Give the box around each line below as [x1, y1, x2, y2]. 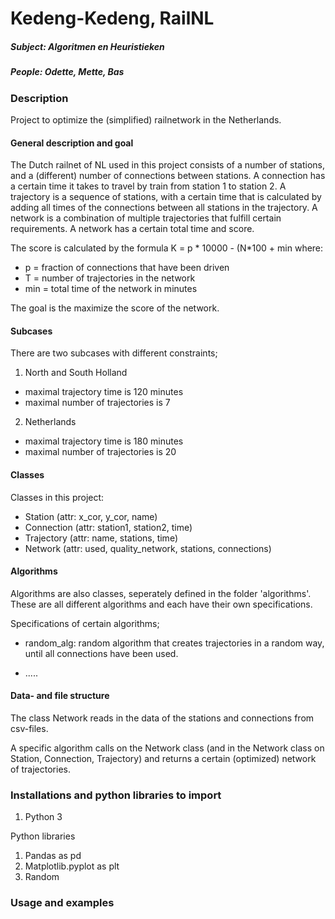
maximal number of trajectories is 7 [24, 397, 171, 409]
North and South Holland [24, 367, 128, 379]
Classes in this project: [10, 491, 105, 503]
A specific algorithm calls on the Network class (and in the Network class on [10, 742, 325, 754]
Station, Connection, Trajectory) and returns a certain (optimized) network [10, 752, 317, 764]
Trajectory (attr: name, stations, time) [24, 532, 178, 544]
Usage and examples [10, 896, 115, 910]
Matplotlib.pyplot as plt [24, 860, 120, 872]
